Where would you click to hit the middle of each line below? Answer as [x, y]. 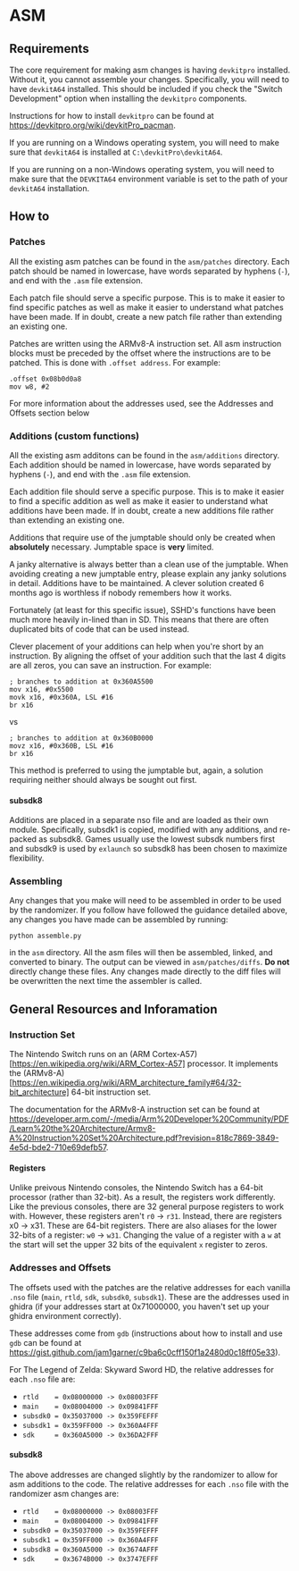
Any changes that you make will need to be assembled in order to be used [145, 901]
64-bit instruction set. [111, 1092]
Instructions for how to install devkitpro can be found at [112, 116]
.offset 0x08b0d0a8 [46, 379]
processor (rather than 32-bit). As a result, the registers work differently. [142, 1197]
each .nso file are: [42, 1379]
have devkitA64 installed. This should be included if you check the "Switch [146, 89]
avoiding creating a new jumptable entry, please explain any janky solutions [148, 574]
